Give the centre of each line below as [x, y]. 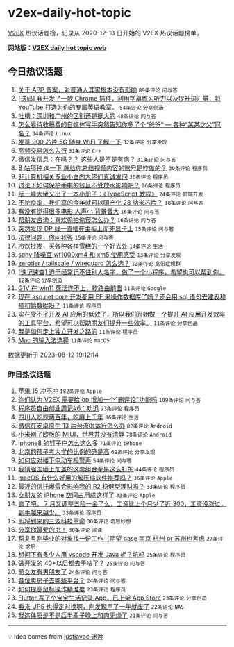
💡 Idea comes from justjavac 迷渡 [56, 637]
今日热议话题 [35, 72]
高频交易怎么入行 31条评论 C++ [60, 150]
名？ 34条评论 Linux [44, 133]
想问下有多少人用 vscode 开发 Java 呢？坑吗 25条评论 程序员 [102, 555]
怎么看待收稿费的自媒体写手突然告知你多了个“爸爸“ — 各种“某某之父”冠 [119, 124]
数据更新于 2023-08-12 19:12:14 [53, 355]
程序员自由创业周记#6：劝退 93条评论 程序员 [78, 408]
